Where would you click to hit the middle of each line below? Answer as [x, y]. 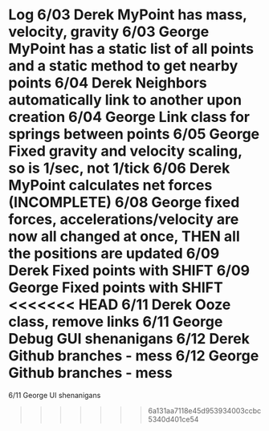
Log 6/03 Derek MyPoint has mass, [128, 15]
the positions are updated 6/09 [114, 254]
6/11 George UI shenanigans [55, 395]
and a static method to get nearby [123, 66]
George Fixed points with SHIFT [116, 288]
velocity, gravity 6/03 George [109, 32]
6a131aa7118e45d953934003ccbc [205, 410]
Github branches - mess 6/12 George [134, 356]
